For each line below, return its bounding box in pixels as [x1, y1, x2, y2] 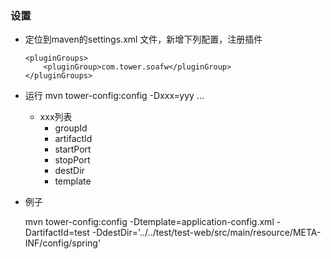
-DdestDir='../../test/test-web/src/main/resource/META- [91, 227, 322, 239]
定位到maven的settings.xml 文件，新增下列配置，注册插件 [24, 33, 263, 46]
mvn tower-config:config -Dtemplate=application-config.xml [24, 216, 275, 228]
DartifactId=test [24, 227, 90, 239]
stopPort [54, 154, 91, 166]
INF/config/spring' [24, 237, 102, 249]
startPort [54, 143, 92, 156]
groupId [54, 122, 88, 134]
